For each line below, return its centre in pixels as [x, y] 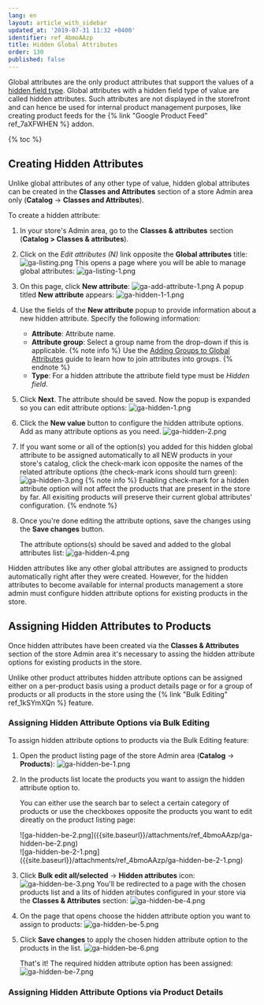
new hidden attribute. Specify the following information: [110, 318]
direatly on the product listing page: [78, 819]
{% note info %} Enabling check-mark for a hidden [167, 480]
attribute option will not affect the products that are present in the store [135, 488]
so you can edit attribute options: [73, 407]
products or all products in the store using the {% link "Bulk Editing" [118, 694]
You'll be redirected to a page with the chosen [171, 883]
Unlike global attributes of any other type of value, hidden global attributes [129, 183]
